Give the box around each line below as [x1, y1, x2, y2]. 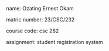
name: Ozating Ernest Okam [6, 5, 74, 12]
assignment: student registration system [6, 39, 104, 45]
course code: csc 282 [6, 27, 59, 34]
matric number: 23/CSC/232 [6, 16, 75, 23]
